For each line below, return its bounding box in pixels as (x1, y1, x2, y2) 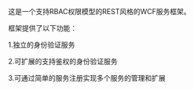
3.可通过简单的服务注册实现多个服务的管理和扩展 (8, 74, 167, 82)
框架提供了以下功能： (8, 23, 77, 33)
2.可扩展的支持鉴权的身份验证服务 (8, 57, 118, 66)
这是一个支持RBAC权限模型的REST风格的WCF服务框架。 (8, 7, 191, 16)
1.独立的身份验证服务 (8, 40, 75, 49)
